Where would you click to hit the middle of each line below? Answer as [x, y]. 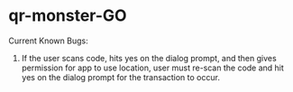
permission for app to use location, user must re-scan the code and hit [153, 68]
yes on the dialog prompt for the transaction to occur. [120, 77]
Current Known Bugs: [48, 41]
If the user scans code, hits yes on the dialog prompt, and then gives [149, 58]
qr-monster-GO [68, 16]
